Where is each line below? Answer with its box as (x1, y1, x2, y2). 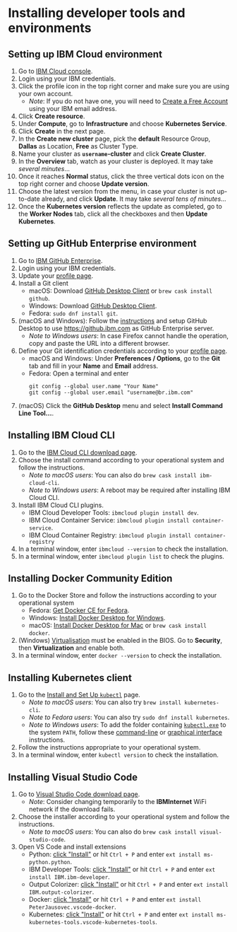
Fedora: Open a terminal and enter (28, 369, 129, 378)
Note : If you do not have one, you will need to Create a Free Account (28, 97, 229, 105)
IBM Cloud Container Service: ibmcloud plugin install (28, 515, 190, 524)
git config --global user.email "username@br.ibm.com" (28, 389, 193, 396)
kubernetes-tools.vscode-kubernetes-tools (28, 919, 156, 926)
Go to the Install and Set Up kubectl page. (18, 691, 140, 699)
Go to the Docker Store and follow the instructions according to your (18, 591, 217, 600)
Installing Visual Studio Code (8, 771, 138, 783)
